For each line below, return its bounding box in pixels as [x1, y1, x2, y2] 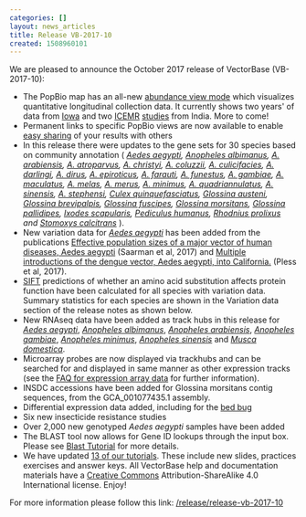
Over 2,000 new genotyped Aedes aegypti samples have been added [22, 421, 285, 432]
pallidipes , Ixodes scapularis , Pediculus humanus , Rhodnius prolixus [22, 207, 281, 219]
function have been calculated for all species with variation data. [22, 285, 267, 297]
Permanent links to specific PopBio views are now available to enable [22, 121, 284, 132]
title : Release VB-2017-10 [9, 30, 112, 39]
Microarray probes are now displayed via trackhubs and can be [22, 353, 262, 364]
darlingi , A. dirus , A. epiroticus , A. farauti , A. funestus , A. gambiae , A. [22, 169, 285, 180]
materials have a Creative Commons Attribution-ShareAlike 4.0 [22, 470, 259, 480]
